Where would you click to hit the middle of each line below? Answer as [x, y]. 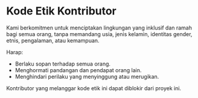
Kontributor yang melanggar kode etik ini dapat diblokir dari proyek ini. [94, 88]
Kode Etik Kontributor [61, 11]
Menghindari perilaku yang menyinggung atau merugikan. [87, 76]
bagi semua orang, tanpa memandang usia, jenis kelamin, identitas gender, [99, 34]
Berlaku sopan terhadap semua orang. [62, 64]
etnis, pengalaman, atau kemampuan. [53, 40]
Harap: [15, 52]
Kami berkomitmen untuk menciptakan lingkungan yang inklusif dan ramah [99, 28]
